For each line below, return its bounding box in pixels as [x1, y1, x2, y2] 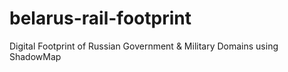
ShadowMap [9, 50, 62, 62]
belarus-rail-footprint [9, 7, 192, 30]
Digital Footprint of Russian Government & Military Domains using [9, 40, 279, 52]
